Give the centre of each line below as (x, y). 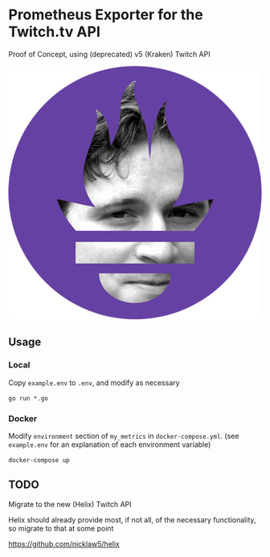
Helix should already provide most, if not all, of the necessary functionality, (132, 519)
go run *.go (28, 398)
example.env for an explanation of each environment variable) (110, 444)
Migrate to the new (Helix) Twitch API (70, 504)
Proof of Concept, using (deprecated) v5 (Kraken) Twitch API (109, 54)
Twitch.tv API (54, 32)
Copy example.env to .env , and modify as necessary (94, 383)
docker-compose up (39, 460)
